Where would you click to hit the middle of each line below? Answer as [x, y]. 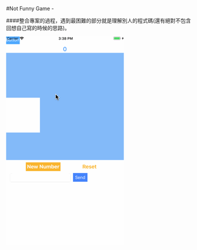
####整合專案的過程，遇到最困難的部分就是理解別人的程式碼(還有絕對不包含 [98, 21]
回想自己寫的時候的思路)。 [38, 28]
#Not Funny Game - [30, 9]
